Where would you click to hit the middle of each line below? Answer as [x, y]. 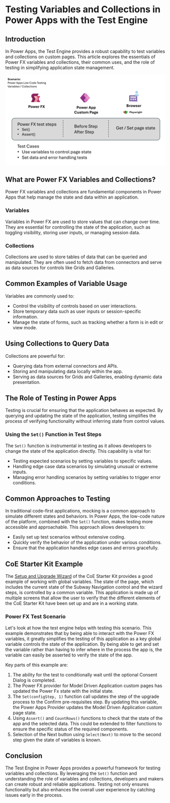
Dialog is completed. [34, 680]
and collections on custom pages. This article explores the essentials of [80, 57]
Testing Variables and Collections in [83, 9]
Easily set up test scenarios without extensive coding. [69, 537]
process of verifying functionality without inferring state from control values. [85, 421]
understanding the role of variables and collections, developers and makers [84, 779]
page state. [24, 713]
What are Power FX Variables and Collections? [81, 179]
